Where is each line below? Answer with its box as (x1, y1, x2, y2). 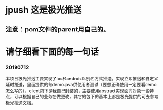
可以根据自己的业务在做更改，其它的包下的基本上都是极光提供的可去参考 (14, 94, 159, 100)
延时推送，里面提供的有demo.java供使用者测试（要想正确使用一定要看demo (5, 82, 157, 88)
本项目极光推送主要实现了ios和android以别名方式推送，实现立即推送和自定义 (5, 76, 159, 81)
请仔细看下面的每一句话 (5, 47, 99, 57)
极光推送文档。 (5, 100, 35, 106)
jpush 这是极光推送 (5, 4, 82, 16)
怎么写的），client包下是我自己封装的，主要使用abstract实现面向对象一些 (5, 88, 150, 94)
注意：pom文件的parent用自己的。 (5, 25, 110, 33)
